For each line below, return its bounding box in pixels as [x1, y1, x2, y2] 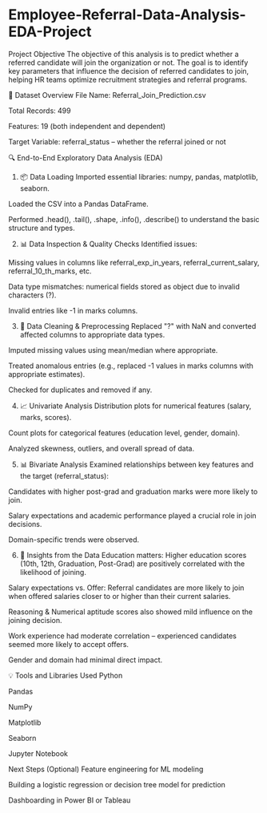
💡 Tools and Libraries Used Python [8, 670, 123, 680]
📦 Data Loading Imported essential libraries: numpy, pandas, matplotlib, [19, 172, 258, 181]
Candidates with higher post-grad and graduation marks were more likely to [8, 487, 258, 496]
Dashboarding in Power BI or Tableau [8, 795, 131, 805]
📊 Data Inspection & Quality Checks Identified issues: [19, 239, 197, 249]
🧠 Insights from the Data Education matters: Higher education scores [19, 550, 247, 560]
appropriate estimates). [8, 369, 86, 378]
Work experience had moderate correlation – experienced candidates [8, 631, 237, 641]
